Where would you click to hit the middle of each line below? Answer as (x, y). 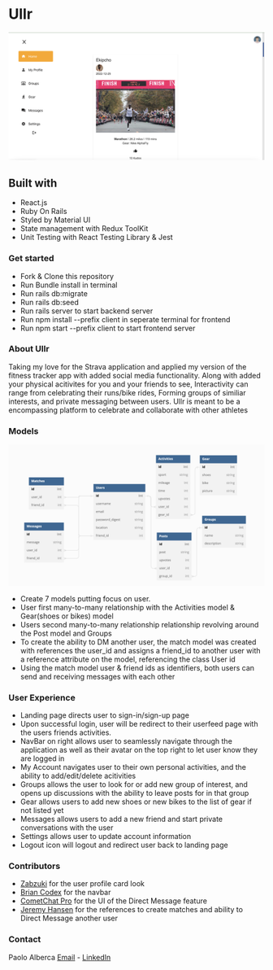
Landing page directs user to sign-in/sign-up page (104, 715)
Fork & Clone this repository (67, 276)
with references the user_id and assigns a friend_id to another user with (141, 650)
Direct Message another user (69, 918)
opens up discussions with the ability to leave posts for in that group (134, 793)
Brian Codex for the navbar (65, 893)
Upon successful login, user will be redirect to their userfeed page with (139, 724)
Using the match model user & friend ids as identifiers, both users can (137, 667)
